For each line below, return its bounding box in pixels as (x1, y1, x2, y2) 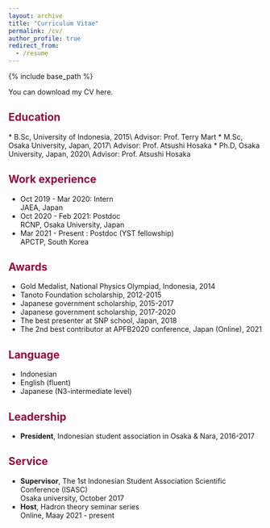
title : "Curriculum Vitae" (8, 19, 99, 27)
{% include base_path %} (8, 72, 93, 81)
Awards (8, 260, 48, 274)
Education (8, 111, 61, 124)
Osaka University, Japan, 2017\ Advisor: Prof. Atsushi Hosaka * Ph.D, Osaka (8, 140, 260, 150)
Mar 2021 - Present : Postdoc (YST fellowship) (19, 228, 175, 238)
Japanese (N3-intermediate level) (19, 387, 132, 396)
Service (8, 455, 48, 468)
